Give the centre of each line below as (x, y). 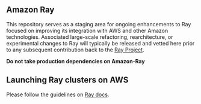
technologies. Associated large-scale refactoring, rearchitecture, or (90, 37)
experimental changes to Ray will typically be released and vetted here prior (100, 43)
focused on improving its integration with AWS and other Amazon (87, 30)
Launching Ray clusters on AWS (67, 80)
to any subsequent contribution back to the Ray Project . (75, 50)
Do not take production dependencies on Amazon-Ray (76, 61)
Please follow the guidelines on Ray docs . (58, 94)
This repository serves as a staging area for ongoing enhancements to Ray (99, 24)
